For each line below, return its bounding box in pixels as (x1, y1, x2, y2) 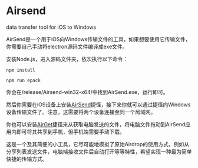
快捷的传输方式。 (6, 155, 48, 162)
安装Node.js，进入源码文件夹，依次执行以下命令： (6, 55, 128, 62)
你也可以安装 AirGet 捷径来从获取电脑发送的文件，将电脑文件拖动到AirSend (6, 120, 186, 127)
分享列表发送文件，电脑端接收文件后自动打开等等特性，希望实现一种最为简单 (6, 148, 192, 155)
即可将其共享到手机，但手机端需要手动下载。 (16, 128, 125, 135)
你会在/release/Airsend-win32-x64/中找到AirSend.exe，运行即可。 (6, 88, 169, 95)
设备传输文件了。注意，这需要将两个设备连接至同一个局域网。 (6, 108, 156, 115)
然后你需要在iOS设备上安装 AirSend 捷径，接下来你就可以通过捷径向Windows (6, 101, 191, 108)
